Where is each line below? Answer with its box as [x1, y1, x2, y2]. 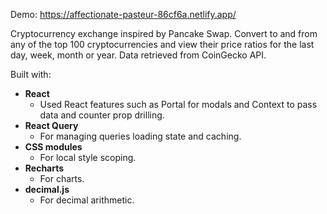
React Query [24, 120, 79, 131]
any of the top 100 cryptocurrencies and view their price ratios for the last [10, 39, 315, 50]
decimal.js [24, 184, 70, 195]
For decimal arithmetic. [39, 194, 135, 206]
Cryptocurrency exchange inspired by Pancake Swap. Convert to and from [10, 28, 318, 39]
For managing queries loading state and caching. [39, 130, 242, 142]
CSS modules [24, 141, 83, 153]
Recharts [24, 162, 65, 174]
